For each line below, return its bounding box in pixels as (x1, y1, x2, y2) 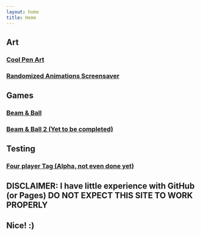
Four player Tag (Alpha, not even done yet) (6, 162, 134, 170)
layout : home (6, 9, 39, 15)
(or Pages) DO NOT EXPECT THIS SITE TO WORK (6, 190, 193, 201)
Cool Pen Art (6, 55, 44, 64)
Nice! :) (6, 220, 35, 231)
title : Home (6, 15, 36, 21)
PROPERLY (6, 200, 48, 210)
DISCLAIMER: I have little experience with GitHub (6, 181, 195, 191)
